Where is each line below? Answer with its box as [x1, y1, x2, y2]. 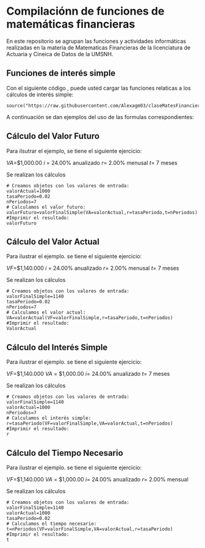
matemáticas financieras [6, 17, 135, 31]
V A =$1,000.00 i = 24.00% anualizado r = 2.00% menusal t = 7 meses [6, 159, 178, 166]
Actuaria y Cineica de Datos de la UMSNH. [6, 50, 113, 57]
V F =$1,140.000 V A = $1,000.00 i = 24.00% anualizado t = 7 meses [6, 370, 170, 378]
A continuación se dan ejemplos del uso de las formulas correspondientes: [6, 113, 194, 120]
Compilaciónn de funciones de [6, 4, 165, 18]
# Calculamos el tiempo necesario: [6, 521, 97, 527]
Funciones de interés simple [6, 68, 116, 79]
